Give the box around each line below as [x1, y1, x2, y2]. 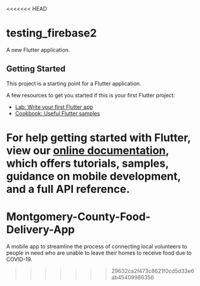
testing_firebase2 [6, 27, 97, 40]
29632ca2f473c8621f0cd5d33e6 [111, 267, 195, 275]
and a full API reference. [6, 182, 130, 196]
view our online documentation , [6, 143, 169, 157]
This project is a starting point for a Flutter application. [6, 80, 141, 87]
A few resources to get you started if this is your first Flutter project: [6, 91, 175, 99]
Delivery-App [6, 223, 75, 236]
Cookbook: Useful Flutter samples [15, 109, 100, 117]
